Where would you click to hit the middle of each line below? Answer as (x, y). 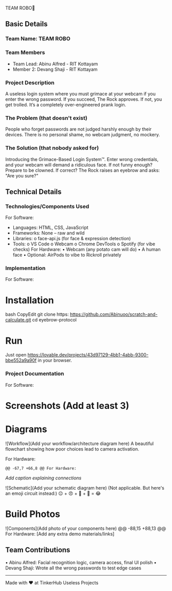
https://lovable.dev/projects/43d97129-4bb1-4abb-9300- (88, 355)
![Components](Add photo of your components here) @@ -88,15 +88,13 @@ (86, 528)
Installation (30, 300)
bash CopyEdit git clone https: (37, 314)
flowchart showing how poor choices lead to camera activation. (72, 449)
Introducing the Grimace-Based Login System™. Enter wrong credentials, (82, 159)
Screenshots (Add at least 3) (67, 406)
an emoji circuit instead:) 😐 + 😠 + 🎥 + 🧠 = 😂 (53, 493)
